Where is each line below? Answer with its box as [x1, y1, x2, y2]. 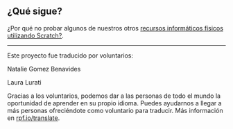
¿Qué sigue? [7, 6, 62, 17]
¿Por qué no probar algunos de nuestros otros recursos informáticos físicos [7, 24, 224, 32]
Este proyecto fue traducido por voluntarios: [7, 51, 134, 60]
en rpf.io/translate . [7, 114, 60, 122]
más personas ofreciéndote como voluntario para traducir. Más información [7, 106, 223, 114]
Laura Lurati [7, 78, 42, 86]
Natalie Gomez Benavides [7, 64, 81, 73]
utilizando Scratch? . [7, 31, 64, 40]
